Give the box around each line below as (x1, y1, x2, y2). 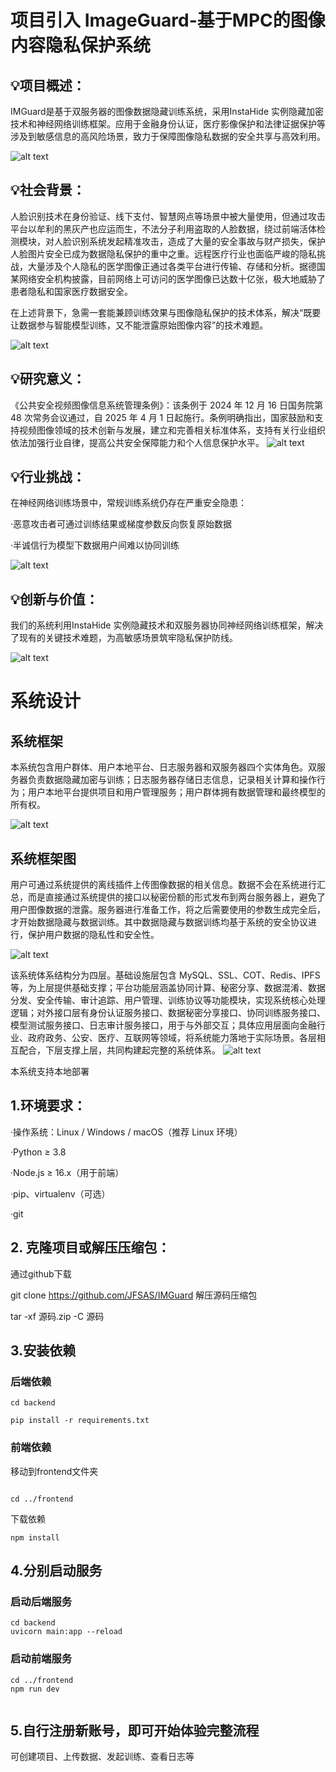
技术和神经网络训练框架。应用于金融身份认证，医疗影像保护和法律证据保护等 (10, 118, 326, 130)
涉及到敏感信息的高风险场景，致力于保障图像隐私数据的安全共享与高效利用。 (10, 131, 326, 142)
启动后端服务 (10, 1594, 73, 1608)
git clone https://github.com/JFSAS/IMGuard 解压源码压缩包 (10, 1289, 258, 1301)
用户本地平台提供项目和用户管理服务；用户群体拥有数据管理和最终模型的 (27, 786, 326, 798)
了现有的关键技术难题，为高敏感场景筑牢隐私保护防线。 (10, 632, 238, 644)
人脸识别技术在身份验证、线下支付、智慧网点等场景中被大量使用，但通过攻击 (10, 210, 326, 222)
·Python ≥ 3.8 (10, 1146, 67, 1158)
